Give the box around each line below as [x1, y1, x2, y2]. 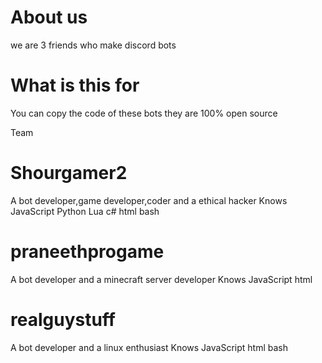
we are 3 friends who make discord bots [10, 39, 177, 51]
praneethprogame [10, 241, 165, 263]
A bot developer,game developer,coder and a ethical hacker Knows [10, 194, 288, 206]
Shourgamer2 [10, 162, 128, 185]
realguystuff [10, 308, 116, 331]
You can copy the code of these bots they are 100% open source [10, 107, 278, 119]
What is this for [10, 74, 140, 97]
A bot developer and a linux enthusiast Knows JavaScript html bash [10, 341, 288, 353]
